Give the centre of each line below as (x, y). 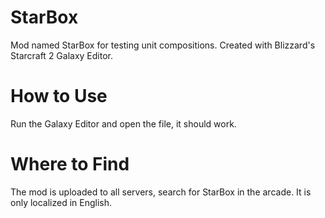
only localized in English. (61, 202)
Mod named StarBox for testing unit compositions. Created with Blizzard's (163, 45)
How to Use (59, 96)
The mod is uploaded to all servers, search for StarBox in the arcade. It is (161, 192)
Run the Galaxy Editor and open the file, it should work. (123, 123)
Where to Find (70, 164)
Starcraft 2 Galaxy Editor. (62, 55)
